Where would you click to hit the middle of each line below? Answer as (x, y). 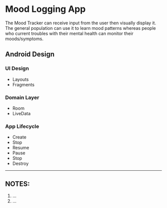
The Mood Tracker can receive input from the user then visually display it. (81, 23)
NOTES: (18, 184)
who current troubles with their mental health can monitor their (69, 33)
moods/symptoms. (24, 39)
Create (19, 137)
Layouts (20, 79)
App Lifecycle (22, 126)
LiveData (21, 113)
